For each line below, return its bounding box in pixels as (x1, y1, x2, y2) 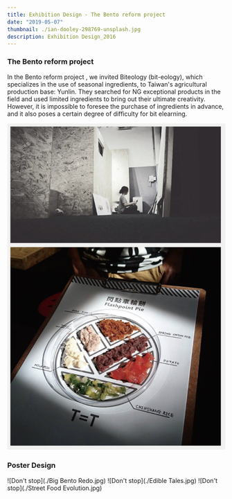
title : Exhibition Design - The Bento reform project (7, 11, 166, 18)
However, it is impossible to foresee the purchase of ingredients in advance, (7, 102, 224, 110)
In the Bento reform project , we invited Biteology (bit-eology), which (7, 73, 203, 81)
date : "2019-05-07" (7, 18, 64, 26)
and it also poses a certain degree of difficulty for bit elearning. (7, 110, 188, 118)
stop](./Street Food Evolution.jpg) (7, 484, 102, 492)
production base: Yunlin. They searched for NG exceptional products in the (7, 87, 221, 96)
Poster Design (7, 461, 56, 471)
